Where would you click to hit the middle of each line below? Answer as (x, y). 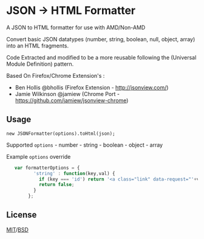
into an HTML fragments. (37, 46)
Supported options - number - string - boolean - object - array (84, 145)
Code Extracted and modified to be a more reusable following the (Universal (101, 57)
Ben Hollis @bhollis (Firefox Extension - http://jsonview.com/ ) (92, 87)
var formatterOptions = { (47, 168)
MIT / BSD (18, 229)
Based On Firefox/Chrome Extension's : (56, 75)
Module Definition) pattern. (40, 64)
